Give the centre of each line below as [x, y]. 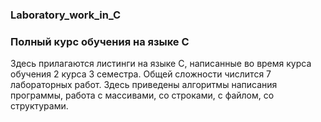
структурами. [39, 106]
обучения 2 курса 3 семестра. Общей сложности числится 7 [141, 74]
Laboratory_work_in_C [66, 15]
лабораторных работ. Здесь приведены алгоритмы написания [144, 85]
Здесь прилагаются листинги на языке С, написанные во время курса [161, 64]
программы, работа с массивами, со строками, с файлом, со [142, 95]
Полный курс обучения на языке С [100, 41]
